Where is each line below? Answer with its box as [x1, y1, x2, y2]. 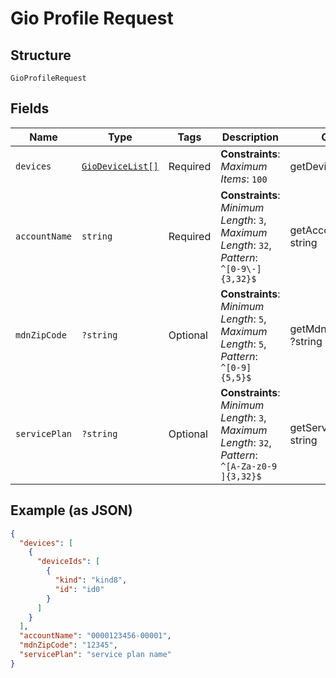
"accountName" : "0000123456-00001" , [19, 631, 172, 641]
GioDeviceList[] [81, 160, 159, 172]
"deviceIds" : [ [36, 557, 101, 567]
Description [221, 130, 280, 144]
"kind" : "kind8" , [54, 575, 128, 585]
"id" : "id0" [54, 584, 105, 594]
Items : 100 [220, 172, 268, 186]
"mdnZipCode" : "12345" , [19, 640, 118, 651]
